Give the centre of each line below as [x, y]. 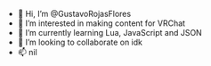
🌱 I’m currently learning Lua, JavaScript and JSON [110, 33]
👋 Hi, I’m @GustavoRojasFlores [74, 14]
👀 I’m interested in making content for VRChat [101, 23]
